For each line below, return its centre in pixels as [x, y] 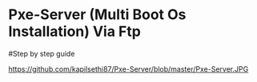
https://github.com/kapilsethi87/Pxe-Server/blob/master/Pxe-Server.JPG [128, 68]
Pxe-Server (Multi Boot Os [97, 15]
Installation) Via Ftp [75, 31]
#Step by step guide [42, 53]
